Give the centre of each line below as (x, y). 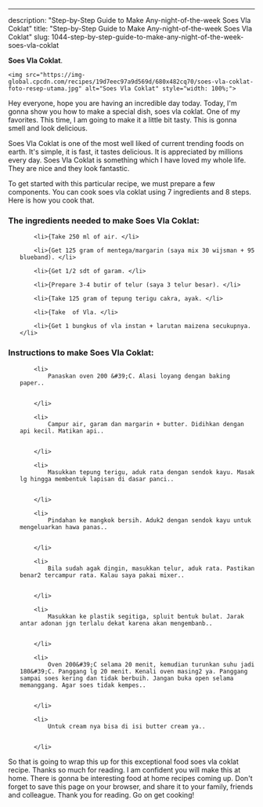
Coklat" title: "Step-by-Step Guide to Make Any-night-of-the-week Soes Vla (130, 29)
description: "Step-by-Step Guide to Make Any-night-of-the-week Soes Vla (130, 20)
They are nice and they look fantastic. (69, 168)
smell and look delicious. (48, 128)
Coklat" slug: (29, 37)
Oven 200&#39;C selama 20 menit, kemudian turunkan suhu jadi (151, 664)
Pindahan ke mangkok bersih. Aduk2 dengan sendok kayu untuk (150, 520)
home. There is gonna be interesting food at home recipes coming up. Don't (130, 778)
